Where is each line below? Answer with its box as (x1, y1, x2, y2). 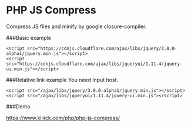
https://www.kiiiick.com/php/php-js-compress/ (6, 114, 120, 121)
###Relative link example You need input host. (6, 76, 119, 83)
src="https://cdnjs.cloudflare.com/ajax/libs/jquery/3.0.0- (27, 45, 177, 52)
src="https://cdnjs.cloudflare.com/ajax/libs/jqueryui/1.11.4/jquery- (6, 61, 183, 67)
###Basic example (6, 34, 52, 41)
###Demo (6, 103, 31, 110)
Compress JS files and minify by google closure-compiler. (6, 23, 147, 30)
